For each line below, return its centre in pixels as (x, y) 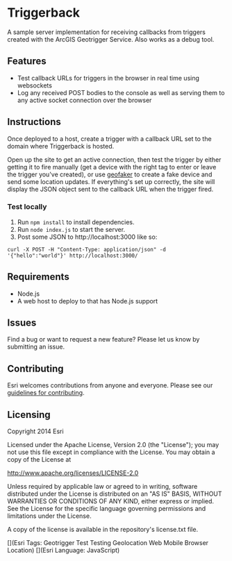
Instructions (34, 122)
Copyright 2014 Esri (35, 431)
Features (27, 61)
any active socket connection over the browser (84, 100)
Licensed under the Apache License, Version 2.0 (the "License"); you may (113, 445)
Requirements (38, 277)
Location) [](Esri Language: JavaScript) (64, 551)
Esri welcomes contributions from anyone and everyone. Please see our (110, 385)
